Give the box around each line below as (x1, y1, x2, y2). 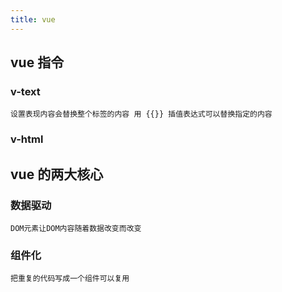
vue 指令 (10, 54, 65, 71)
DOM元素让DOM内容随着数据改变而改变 (10, 223, 142, 233)
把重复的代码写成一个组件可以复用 (10, 274, 130, 284)
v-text (10, 84, 41, 98)
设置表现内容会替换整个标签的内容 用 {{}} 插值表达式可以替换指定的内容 (10, 109, 273, 120)
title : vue (10, 14, 56, 25)
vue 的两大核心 (10, 166, 104, 183)
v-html (10, 132, 44, 146)
